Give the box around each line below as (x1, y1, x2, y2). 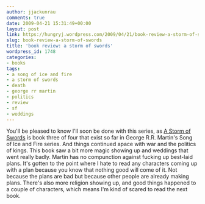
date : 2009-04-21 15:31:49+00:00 (6, 20, 92, 26)
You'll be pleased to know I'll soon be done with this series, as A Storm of (6, 127, 191, 135)
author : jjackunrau (6, 9, 56, 15)
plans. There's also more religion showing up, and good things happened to (6, 179, 196, 186)
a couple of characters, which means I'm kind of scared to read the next (6, 186, 188, 193)
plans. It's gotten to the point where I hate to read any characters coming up (6, 160, 198, 167)
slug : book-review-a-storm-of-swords (6, 37, 103, 43)
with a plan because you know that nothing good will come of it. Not (6, 166, 178, 174)
